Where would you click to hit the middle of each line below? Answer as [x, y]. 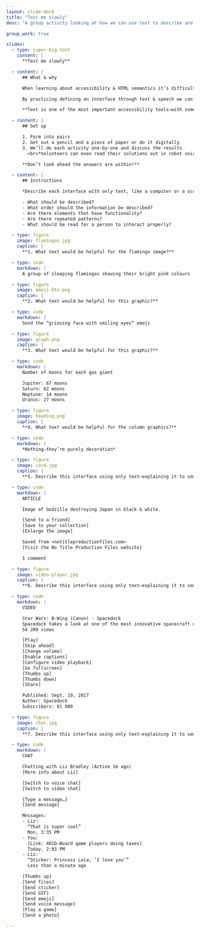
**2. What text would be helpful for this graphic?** [90, 301]
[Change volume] [42, 652]
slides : [16, 44]
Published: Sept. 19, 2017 [55, 696]
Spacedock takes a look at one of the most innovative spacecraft [106, 624]
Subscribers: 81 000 [47, 707]
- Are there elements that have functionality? [82, 213]
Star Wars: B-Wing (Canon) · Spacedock [71, 618]
